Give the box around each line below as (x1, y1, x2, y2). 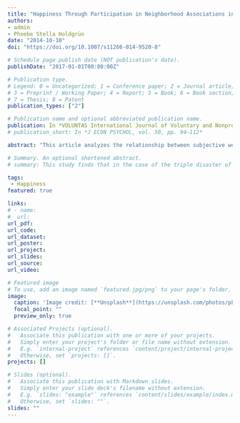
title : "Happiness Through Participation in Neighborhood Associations (7, 10, 225, 18)
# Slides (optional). (7, 372, 72, 379)
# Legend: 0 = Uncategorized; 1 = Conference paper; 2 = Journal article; (7, 83, 235, 90)
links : (7, 200, 27, 208)
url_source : (7, 260, 43, 267)
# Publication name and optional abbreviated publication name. (7, 116, 203, 123)
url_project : (7, 247, 46, 254)
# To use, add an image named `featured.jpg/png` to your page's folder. (7, 286, 232, 293)
